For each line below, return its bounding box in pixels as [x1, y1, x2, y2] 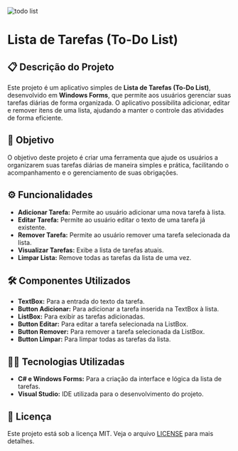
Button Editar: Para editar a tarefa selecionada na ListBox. [17, 320, 188, 328]
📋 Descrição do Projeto [7, 61, 114, 73]
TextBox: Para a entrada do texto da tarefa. [17, 297, 145, 306]
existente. [17, 223, 47, 232]
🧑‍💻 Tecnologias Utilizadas [7, 356, 125, 368]
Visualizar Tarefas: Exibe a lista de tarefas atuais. [17, 246, 164, 254]
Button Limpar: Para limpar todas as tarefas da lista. [17, 335, 171, 343]
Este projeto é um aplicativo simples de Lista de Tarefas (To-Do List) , [7, 83, 211, 92]
